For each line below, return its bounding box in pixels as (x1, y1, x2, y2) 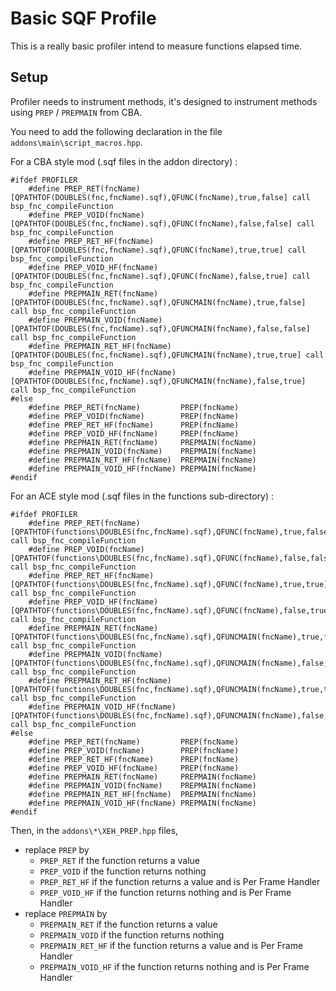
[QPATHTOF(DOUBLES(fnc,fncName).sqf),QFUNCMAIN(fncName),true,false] (10, 297, 307, 307)
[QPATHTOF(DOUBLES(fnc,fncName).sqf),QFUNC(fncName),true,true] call (10, 245, 307, 255)
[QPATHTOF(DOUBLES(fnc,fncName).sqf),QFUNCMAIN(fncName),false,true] (10, 376, 307, 386)
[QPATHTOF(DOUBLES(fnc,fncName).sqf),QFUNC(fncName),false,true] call (10, 271, 311, 281)
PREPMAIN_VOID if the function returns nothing (39, 928, 225, 941)
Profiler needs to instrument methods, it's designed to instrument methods (10, 95, 318, 107)
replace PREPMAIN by (24, 907, 108, 919)
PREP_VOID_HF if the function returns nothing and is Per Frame (39, 886, 292, 898)
